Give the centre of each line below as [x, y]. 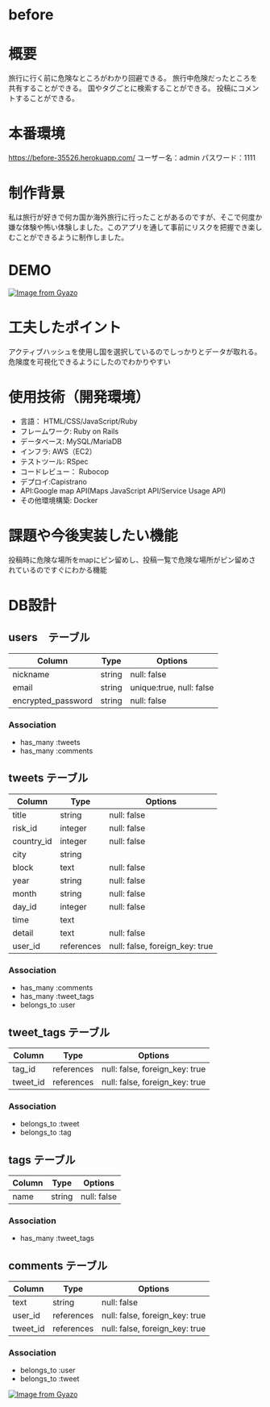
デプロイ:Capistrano [53, 481]
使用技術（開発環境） [79, 398]
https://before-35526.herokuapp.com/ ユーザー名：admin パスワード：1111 [132, 158]
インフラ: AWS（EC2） [58, 451]
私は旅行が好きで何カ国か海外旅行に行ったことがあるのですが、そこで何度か [135, 217]
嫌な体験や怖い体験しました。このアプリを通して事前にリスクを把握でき [128, 227]
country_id [32, 841]
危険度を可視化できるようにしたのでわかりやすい [89, 361]
